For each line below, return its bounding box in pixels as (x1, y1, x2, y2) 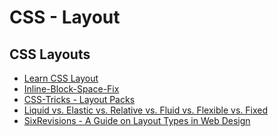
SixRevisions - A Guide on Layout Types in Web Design (23, 115, 251, 126)
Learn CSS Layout (23, 72, 99, 84)
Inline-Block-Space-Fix (23, 83, 120, 95)
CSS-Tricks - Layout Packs (23, 94, 136, 105)
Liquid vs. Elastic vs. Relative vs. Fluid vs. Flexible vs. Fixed (23, 104, 268, 116)
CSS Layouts (9, 46, 91, 63)
